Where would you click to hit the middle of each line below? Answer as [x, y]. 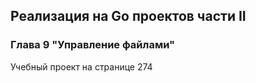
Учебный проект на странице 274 [81, 66]
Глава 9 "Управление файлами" [93, 45]
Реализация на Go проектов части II [128, 16]
